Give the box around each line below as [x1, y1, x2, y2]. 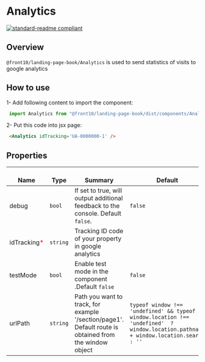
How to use [6, 82, 50, 93]
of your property [74, 234, 122, 243]
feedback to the [74, 201, 120, 210]
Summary [84, 176, 114, 184]
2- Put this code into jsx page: [6, 121, 82, 129]
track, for [74, 300, 101, 309]
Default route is [74, 323, 119, 331]
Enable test [74, 259, 107, 268]
